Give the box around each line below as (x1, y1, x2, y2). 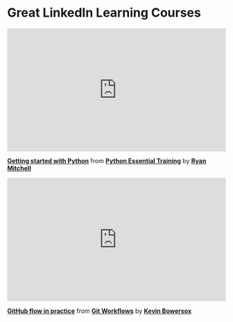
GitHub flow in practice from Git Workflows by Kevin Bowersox (7, 307, 192, 315)
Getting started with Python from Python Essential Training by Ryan (7, 157, 207, 165)
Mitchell (7, 164, 31, 173)
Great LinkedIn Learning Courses (7, 5, 201, 21)
